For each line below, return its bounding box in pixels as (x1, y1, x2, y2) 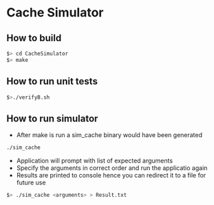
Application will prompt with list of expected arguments (16, 156, 173, 165)
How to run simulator (6, 112, 98, 124)
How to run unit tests (6, 75, 98, 87)
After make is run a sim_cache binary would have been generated (16, 131, 203, 139)
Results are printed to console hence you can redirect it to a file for (16, 171, 206, 180)
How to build (6, 32, 62, 44)
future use (16, 178, 46, 186)
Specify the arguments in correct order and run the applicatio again (16, 164, 208, 172)
